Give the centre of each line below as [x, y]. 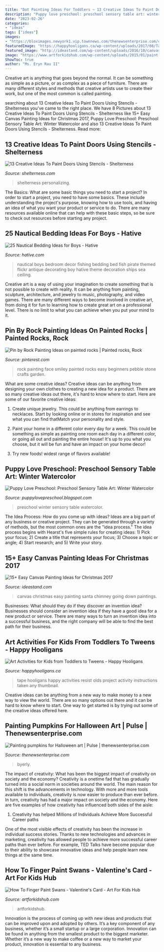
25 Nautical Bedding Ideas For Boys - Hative [73, 233]
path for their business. [29, 627]
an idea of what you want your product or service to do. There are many [78, 208]
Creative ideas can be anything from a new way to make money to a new [78, 695]
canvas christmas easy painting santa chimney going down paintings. [87, 596]
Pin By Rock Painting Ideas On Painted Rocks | [76, 331]
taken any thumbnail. [38, 685]
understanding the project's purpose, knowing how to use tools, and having [81, 202]
